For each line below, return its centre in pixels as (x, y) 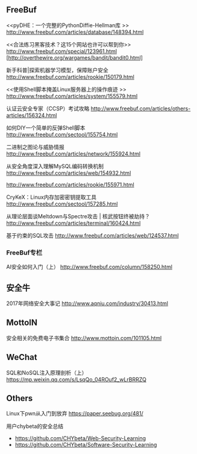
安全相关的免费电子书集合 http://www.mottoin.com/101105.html (84, 338)
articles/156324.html (32, 115)
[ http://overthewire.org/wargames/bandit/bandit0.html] (75, 57)
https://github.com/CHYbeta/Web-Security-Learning (80, 438)
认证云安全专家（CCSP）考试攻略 (48, 109)
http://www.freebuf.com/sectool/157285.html (62, 204)
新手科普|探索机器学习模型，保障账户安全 (57, 70)
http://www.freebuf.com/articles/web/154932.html (69, 173)
